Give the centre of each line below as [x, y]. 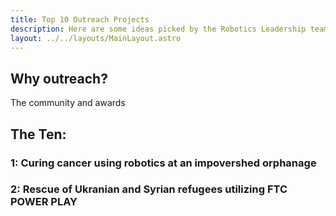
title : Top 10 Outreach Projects [80, 19]
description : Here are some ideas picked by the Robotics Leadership [158, 29]
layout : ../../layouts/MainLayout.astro [96, 38]
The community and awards [68, 103]
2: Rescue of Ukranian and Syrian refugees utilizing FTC [149, 189]
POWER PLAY [44, 202]
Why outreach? [59, 78]
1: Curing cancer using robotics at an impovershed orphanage [163, 163]
